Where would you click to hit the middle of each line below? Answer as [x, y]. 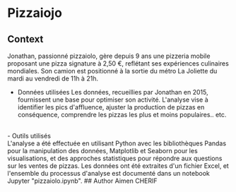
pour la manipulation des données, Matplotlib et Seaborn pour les [102, 151]
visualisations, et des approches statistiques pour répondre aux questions [115, 158]
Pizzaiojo [35, 13]
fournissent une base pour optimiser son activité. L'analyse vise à [113, 100]
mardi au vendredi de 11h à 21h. [53, 78]
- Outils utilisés [29, 136]
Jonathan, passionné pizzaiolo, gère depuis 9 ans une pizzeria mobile [109, 56]
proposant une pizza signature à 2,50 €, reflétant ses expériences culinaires [118, 64]
